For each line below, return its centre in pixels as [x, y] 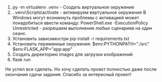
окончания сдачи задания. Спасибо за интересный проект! [68, 74]
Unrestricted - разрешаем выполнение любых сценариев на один [82, 28]
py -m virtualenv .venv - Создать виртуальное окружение [73, 7]
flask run [21, 60]
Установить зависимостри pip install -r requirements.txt [71, 39]
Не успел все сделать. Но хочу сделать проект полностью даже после [81, 69]
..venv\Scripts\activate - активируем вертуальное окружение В [79, 12]
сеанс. [19, 33]
